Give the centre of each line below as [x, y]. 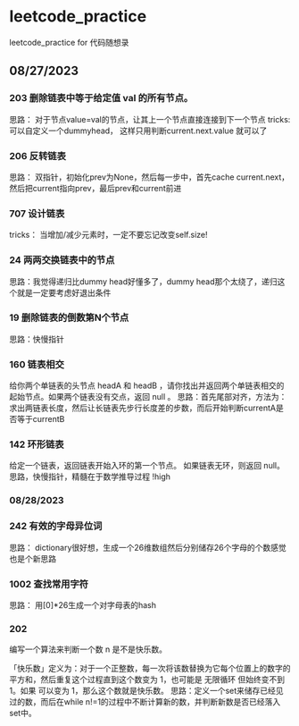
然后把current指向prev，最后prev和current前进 [96, 188]
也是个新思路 [33, 558]
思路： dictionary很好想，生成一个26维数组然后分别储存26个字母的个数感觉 [148, 547]
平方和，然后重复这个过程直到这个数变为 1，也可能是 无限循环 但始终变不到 [147, 680]
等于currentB [41, 419]
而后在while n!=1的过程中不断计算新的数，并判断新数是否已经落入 [160, 702]
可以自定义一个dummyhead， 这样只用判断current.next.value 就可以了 [138, 131]
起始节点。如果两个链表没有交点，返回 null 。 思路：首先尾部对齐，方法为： [148, 397]
